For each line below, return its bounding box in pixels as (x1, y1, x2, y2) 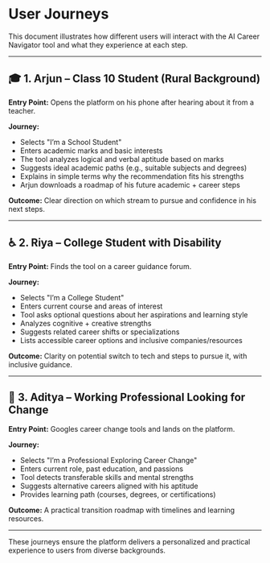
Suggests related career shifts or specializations (19, 327, 180, 337)
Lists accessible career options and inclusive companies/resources (19, 335, 243, 345)
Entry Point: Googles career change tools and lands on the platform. (8, 424, 235, 434)
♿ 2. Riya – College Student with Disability (8, 236, 222, 250)
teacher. (8, 106, 36, 115)
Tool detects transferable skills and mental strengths (19, 473, 194, 482)
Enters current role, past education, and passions (19, 464, 183, 474)
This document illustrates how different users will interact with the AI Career (8, 31, 260, 41)
